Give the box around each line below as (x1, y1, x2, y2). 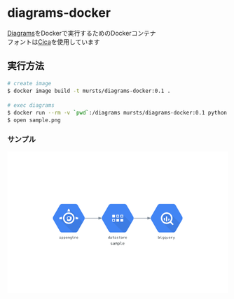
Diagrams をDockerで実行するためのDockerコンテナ (7, 29, 156, 37)
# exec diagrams (7, 102, 55, 109)
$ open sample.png (7, 117, 61, 124)
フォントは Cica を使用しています (7, 37, 100, 46)
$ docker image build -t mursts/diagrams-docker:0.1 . (7, 87, 171, 94)
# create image (7, 80, 52, 87)
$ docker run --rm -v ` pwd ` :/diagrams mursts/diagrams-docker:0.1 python (7, 110, 228, 117)
